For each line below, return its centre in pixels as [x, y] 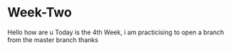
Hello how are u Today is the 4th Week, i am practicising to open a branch [116, 32]
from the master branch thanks [53, 39]
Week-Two [40, 12]
